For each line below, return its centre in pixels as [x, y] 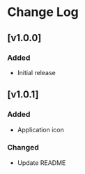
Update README [41, 163]
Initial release [36, 72]
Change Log [43, 12]
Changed [23, 148]
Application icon [41, 129]
